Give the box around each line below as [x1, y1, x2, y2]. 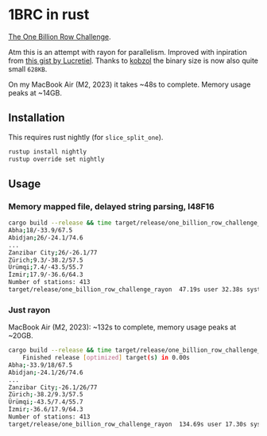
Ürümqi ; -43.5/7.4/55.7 [8, 398, 83, 407]
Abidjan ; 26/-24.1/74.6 [8, 233, 83, 242]
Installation [8, 111, 65, 125]
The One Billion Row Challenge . [8, 32, 111, 41]
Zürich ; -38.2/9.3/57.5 [8, 391, 83, 399]
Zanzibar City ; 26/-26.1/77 [8, 248, 98, 256]
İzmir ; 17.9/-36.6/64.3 [8, 271, 83, 279]
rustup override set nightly [8, 155, 105, 163]
